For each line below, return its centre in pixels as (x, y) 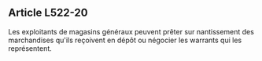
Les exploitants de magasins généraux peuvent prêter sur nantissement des (131, 31)
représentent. (30, 48)
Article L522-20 (48, 13)
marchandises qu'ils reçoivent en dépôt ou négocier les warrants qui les (125, 40)
